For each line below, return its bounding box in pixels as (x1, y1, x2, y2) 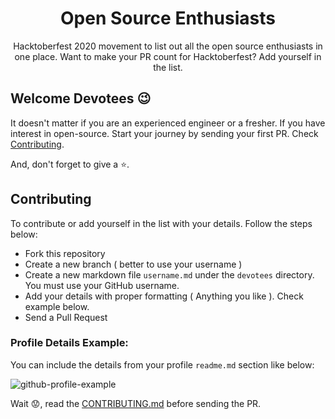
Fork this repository (24, 247, 106, 259)
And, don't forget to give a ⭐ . (10, 158, 130, 170)
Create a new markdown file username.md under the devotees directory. (24, 268, 315, 281)
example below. (24, 300, 90, 312)
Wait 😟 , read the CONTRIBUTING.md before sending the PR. (10, 397, 262, 409)
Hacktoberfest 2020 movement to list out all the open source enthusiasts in (13, 40, 323, 52)
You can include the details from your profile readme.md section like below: (10, 358, 315, 371)
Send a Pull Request (24, 311, 108, 323)
